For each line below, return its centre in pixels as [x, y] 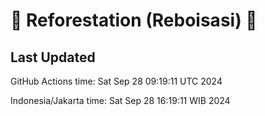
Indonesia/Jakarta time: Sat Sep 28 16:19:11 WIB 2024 [120, 100]
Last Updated [53, 57]
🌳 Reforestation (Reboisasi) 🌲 [134, 20]
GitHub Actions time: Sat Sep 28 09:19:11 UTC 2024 [116, 81]
